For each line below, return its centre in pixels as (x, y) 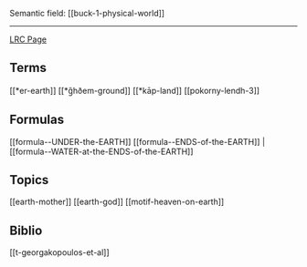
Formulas (37, 120)
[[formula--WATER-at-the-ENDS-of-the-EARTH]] (101, 151)
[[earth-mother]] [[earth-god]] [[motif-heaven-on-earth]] (117, 202)
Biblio (26, 230)
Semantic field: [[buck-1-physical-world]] (87, 13)
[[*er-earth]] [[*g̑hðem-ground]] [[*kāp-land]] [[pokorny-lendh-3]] (135, 90)
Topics (29, 180)
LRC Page (28, 39)
